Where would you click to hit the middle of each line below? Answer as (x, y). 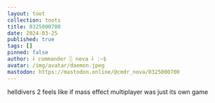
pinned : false (28, 53)
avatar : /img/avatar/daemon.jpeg (56, 65)
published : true (31, 40)
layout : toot (26, 14)
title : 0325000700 (34, 26)
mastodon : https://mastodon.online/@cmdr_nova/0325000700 (93, 72)
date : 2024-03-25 (33, 33)
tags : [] (20, 46)
